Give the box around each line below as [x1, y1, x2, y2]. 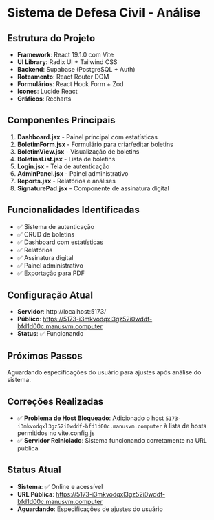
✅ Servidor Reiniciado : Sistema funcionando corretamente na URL [17, 437, 208, 445]
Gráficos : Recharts [17, 94, 72, 103]
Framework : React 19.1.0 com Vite [17, 50, 114, 59]
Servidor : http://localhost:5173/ [17, 308, 107, 316]
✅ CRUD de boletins [17, 230, 75, 239]
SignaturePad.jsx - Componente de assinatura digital [17, 184, 170, 192]
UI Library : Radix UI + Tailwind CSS [17, 58, 118, 66]
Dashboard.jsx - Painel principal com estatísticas [17, 132, 158, 141]
